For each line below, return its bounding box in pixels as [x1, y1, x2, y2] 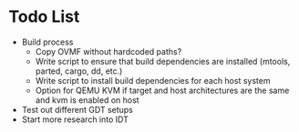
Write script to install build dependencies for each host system [35, 75, 271, 86]
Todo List [8, 6, 80, 27]
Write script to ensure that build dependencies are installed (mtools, [35, 56, 291, 66]
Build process [21, 36, 74, 47]
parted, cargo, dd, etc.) [35, 66, 123, 76]
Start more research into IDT [21, 114, 129, 125]
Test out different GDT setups [21, 104, 133, 115]
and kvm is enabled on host [35, 94, 139, 106]
